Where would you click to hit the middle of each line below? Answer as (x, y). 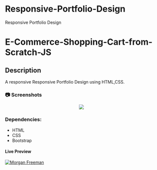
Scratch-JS (28, 52)
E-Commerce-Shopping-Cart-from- (79, 42)
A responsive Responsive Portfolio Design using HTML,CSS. (65, 82)
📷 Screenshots (24, 95)
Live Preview (18, 152)
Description (23, 70)
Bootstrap (22, 140)
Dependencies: (24, 119)
